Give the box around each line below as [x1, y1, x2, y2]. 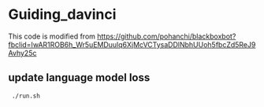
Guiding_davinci [8, 6, 117, 24]
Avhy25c [8, 48, 37, 57]
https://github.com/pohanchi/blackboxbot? [97, 31, 236, 41]
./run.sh [11, 92, 41, 100]
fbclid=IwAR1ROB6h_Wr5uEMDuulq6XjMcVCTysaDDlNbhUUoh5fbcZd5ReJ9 [8, 39, 256, 49]
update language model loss [8, 71, 151, 84]
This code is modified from [8, 31, 96, 41]
